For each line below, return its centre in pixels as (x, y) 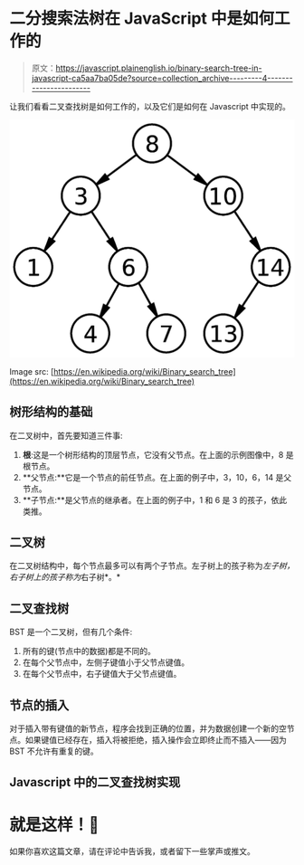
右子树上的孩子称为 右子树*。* (65, 577)
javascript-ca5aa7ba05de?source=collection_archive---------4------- (162, 78)
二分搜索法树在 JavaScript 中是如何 (142, 19)
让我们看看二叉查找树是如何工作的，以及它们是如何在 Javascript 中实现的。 (150, 106)
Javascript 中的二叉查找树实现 (95, 782)
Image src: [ (32, 371)
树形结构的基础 (51, 412)
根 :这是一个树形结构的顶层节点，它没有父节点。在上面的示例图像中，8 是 (158, 454)
